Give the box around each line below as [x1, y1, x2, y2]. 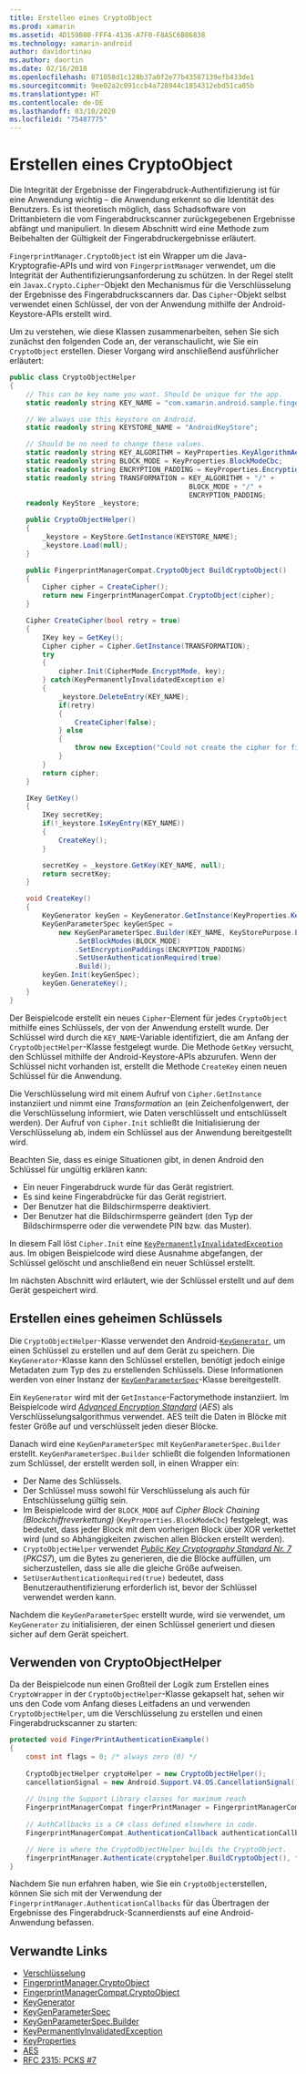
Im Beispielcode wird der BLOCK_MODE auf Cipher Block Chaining [22, 1504, 260, 1515]
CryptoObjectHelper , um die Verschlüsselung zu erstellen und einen [9, 1708, 263, 1719]
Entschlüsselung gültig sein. [22, 1494, 128, 1505]
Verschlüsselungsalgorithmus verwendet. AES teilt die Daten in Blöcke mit [9, 1411, 287, 1422]
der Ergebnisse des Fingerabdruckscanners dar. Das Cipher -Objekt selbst [9, 289, 287, 301]
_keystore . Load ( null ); [42, 540, 128, 549]
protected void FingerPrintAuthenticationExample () [9, 1735, 209, 1745]
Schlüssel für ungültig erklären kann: [9, 1164, 148, 1175]
